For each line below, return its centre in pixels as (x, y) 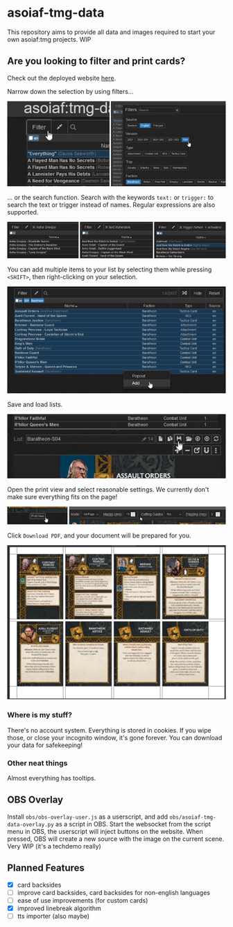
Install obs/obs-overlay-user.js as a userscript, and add (88, 817)
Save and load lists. (35, 404)
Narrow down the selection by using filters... (70, 91)
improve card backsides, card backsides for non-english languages (113, 892)
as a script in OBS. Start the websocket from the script (133, 824)
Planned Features (46, 868)
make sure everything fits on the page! (62, 496)
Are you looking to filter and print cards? (96, 61)
